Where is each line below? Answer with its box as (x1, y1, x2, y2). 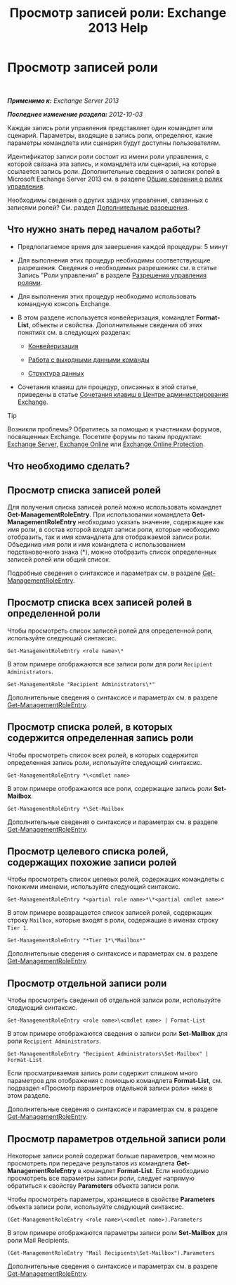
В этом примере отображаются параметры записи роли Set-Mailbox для (7, 1229, 228, 1237)
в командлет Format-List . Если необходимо (77, 1167, 209, 1175)
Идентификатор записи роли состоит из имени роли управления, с (7, 152, 209, 160)
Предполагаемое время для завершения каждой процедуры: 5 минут (17, 242, 228, 251)
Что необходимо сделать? (7, 460, 131, 472)
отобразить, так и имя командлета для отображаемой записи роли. (7, 533, 212, 541)
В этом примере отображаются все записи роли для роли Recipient (7, 659, 213, 668)
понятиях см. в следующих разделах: (17, 328, 131, 336)
